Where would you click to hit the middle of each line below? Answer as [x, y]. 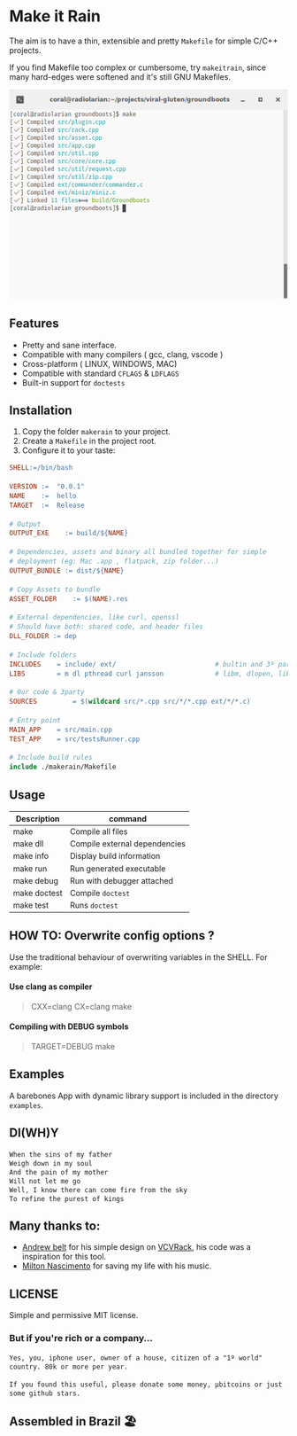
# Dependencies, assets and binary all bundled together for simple [138, 552]
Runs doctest [94, 905]
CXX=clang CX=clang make [81, 1006]
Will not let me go [45, 1181]
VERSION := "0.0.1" [47, 487]
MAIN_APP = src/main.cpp [61, 730]
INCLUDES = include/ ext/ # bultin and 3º [142, 664]
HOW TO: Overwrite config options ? [112, 936]
